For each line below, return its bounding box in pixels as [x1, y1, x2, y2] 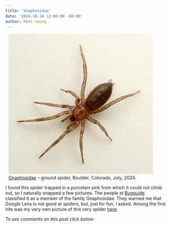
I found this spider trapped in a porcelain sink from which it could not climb [5, 184, 162, 190]
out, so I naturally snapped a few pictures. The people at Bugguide [5, 190, 145, 196]
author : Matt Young [5, 19, 47, 24]
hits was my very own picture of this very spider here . [5, 206, 118, 212]
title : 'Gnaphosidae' [5, 8, 51, 13]
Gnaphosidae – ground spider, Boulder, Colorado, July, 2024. [8, 175, 136, 181]
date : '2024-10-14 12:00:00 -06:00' [5, 13, 83, 19]
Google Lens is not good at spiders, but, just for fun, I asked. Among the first [5, 201, 166, 207]
